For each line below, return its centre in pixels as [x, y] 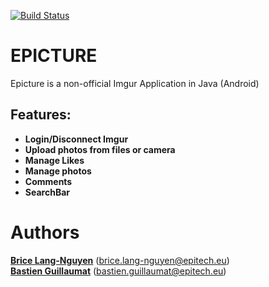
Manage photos [58, 171]
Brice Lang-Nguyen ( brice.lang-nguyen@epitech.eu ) [120, 260]
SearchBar [47, 192]
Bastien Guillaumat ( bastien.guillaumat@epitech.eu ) [118, 271]
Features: [41, 115]
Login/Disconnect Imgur [76, 139]
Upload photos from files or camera [100, 149]
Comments [48, 181]
